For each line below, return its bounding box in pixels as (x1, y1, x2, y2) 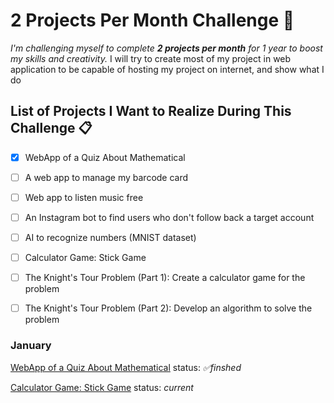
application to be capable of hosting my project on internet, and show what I (10, 63, 325, 75)
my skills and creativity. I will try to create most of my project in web (10, 52, 292, 64)
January (10, 339, 52, 353)
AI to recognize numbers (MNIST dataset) (24, 232, 197, 243)
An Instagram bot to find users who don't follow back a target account (24, 211, 315, 223)
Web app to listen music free (24, 191, 144, 203)
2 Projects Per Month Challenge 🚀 (10, 9, 295, 32)
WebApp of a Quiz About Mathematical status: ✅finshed (10, 361, 242, 373)
